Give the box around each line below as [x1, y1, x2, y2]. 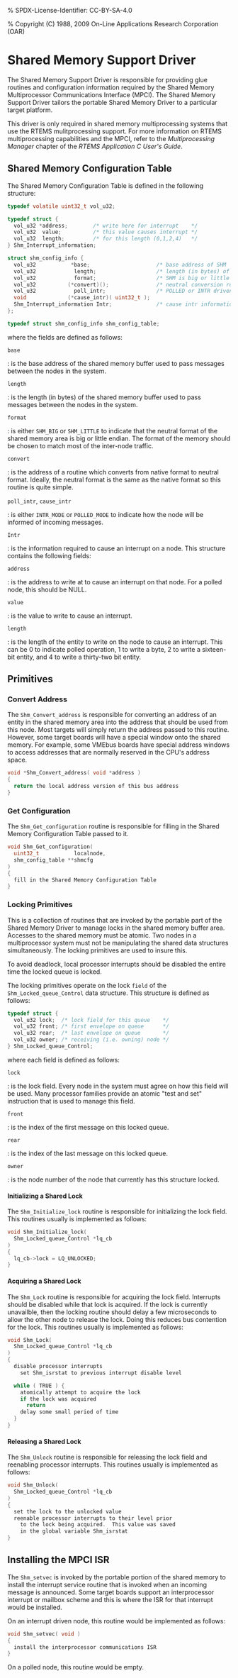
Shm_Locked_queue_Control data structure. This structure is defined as [7, 989, 210, 997]
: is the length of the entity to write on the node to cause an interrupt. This [7, 638, 223, 646]
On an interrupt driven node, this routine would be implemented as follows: [7, 1616, 225, 1625]
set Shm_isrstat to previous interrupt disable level [20, 1369, 182, 1377]
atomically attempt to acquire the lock [20, 1389, 141, 1396]
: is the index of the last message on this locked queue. [7, 1149, 169, 1157]
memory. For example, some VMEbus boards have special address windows [7, 740, 230, 749]
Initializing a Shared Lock [7, 1191, 83, 1200]
